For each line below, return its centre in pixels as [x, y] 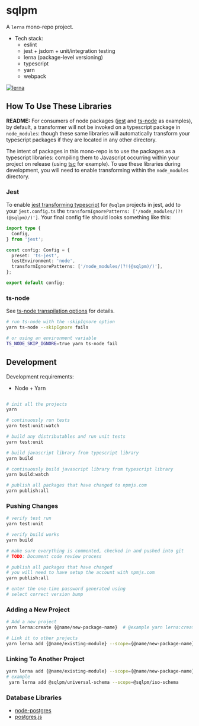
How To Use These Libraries [59, 107]
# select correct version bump [45, 595]
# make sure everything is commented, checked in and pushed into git [95, 551]
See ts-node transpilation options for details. [60, 311]
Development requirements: [40, 376]
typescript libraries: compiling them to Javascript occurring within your [93, 157]
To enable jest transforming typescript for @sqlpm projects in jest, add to [93, 205]
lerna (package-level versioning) [63, 57]
